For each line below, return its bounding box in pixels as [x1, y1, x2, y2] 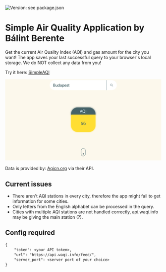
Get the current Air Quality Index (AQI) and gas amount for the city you [5, 49, 149, 55]
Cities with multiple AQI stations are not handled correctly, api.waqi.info [12, 209, 159, 215]
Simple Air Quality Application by [5, 22, 145, 33]
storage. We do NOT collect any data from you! [5, 60, 102, 66]
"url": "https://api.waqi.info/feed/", [14, 252, 97, 257]
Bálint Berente [5, 33, 64, 44]
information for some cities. [12, 198, 69, 204]
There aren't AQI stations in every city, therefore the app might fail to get [12, 193, 161, 199]
